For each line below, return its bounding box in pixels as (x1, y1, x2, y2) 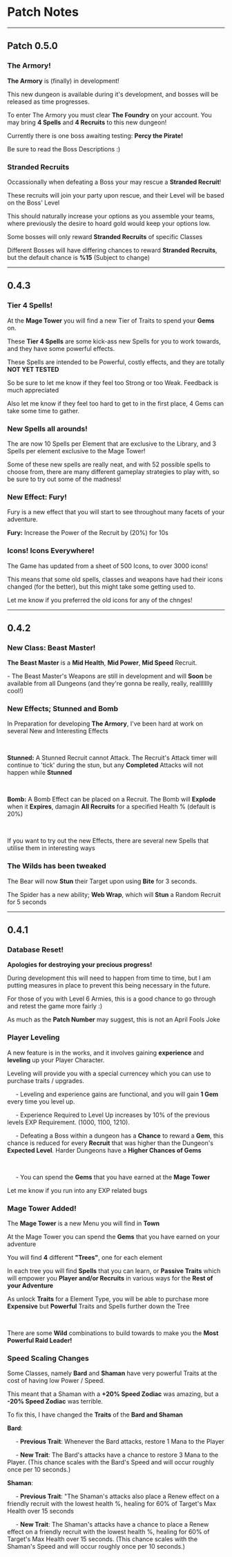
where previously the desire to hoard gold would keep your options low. (7, 219, 211, 227)
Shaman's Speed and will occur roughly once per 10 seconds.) (7, 1542, 185, 1551)
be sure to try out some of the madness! (7, 475, 122, 483)
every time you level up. (7, 1097, 75, 1106)
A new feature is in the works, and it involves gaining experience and (7, 1048, 204, 1057)
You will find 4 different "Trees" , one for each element (7, 1254, 163, 1262)
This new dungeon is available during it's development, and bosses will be (7, 90, 219, 98)
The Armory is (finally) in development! (7, 77, 119, 85)
